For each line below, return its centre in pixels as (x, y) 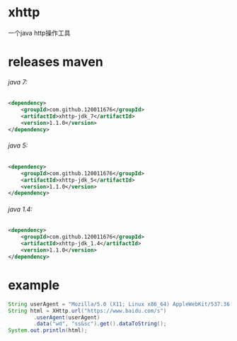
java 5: (18, 145)
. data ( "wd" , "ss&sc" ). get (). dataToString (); (100, 324)
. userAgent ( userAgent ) (67, 317)
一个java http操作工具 (39, 33)
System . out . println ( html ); (48, 330)
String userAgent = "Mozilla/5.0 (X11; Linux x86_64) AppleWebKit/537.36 (119, 304)
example (34, 285)
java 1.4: (20, 209)
